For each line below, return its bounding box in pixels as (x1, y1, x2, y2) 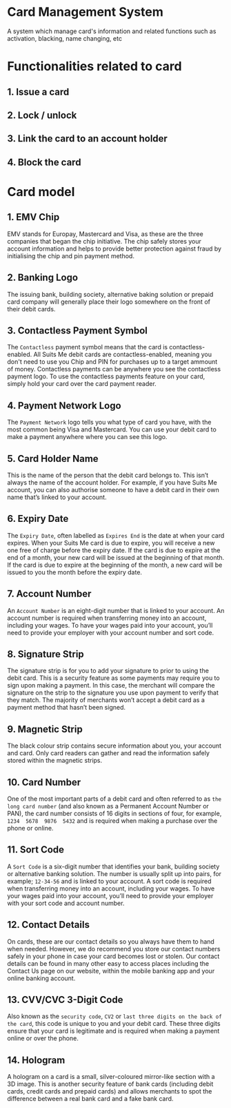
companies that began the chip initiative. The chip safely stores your (7, 237, 202, 245)
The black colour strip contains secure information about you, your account (7, 741, 222, 750)
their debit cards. (7, 304, 56, 313)
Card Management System (7, 4, 164, 20)
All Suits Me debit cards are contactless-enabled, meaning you (33, 350, 212, 359)
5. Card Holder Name (7, 453, 99, 465)
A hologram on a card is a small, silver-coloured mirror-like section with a (7, 1073, 215, 1081)
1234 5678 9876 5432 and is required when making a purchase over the (7, 817, 218, 825)
